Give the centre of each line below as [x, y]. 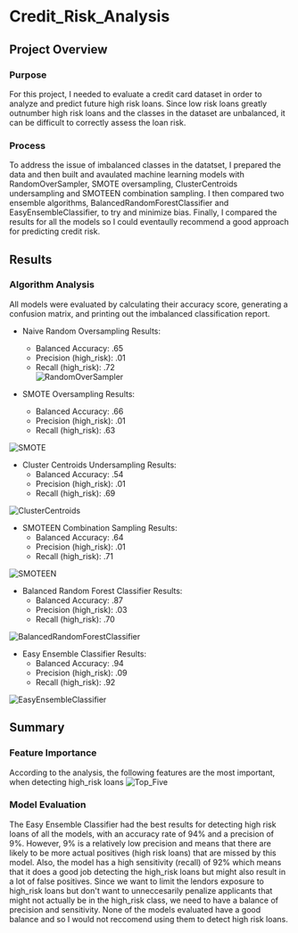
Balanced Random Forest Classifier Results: [102, 590]
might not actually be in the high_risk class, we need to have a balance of [144, 900]
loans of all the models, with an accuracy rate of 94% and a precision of [142, 834]
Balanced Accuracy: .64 [79, 537]
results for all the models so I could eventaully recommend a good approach [149, 222]
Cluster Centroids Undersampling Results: [99, 465]
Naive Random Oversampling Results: [91, 331]
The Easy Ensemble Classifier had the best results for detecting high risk [143, 824]
